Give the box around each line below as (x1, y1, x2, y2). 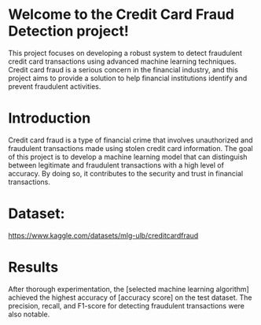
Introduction (8, 109, 91, 127)
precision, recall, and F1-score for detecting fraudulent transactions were (8, 301, 245, 310)
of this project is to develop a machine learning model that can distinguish (8, 152, 248, 161)
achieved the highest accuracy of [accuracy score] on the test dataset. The (8, 293, 252, 302)
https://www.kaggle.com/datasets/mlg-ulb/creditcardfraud (8, 231, 199, 240)
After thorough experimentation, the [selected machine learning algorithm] (8, 284, 249, 294)
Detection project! (8, 22, 130, 40)
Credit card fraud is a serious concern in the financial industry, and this (8, 65, 238, 74)
